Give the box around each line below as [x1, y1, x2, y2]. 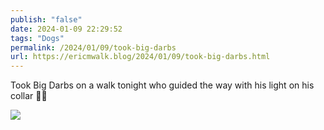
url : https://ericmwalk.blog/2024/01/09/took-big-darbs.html [10, 52, 271, 62]
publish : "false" [10, 14, 83, 25]
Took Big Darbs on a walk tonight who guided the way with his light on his [10, 79, 315, 91]
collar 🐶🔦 [10, 90, 48, 102]
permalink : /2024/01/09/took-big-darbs [10, 42, 177, 53]
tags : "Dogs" [10, 33, 65, 43]
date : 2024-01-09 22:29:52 [10, 24, 123, 34]
